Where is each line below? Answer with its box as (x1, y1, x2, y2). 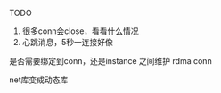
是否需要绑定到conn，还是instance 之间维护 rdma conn (9, 56, 212, 66)
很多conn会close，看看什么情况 (21, 26, 140, 36)
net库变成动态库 (9, 74, 69, 85)
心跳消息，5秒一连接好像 (21, 37, 114, 47)
